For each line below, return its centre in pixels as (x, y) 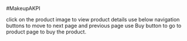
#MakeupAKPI (23, 8)
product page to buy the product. (46, 32)
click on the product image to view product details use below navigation (93, 19)
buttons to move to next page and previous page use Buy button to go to (94, 26)
